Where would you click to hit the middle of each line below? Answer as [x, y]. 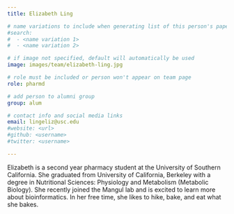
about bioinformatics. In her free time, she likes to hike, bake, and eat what [114, 197]
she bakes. [23, 204]
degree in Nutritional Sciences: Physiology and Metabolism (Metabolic [108, 182]
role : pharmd [26, 84]
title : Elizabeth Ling [40, 14]
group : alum [24, 103]
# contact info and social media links [65, 116]
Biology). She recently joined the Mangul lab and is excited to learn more [111, 190]
